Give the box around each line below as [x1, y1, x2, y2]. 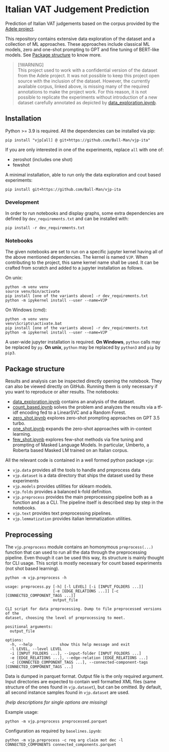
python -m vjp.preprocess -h [5, 575, 67, 580]
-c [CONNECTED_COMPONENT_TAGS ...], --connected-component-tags [10, 659, 148, 665]
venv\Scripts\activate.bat [5, 321, 62, 326]
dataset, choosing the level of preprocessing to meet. [5, 615, 125, 620]
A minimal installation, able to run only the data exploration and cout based [5, 171, 161, 177]
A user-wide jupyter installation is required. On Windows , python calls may [5, 339, 161, 345]
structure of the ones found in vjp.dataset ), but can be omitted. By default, [5, 684, 162, 690]
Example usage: [5, 709, 39, 715]
